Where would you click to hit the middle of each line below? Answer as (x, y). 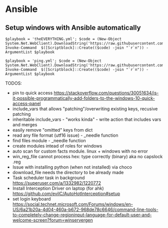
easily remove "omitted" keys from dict (52, 130)
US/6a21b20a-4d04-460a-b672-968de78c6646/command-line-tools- (85, 210)
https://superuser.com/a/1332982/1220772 (57, 183)
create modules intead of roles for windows (57, 146)
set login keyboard (31, 199)
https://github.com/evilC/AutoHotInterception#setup (66, 194)
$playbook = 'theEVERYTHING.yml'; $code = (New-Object (63, 39)
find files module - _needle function (49, 140)
